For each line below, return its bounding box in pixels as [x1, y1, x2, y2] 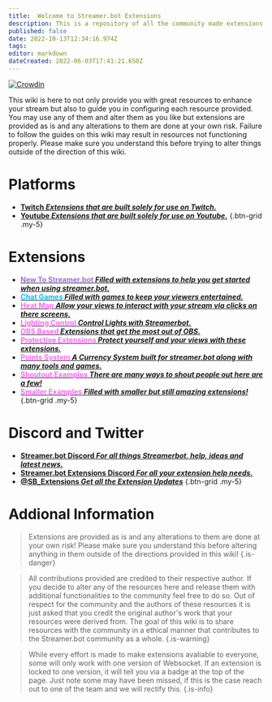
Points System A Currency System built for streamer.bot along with [19, 352, 253, 362]
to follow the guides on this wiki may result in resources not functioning [8, 129, 248, 139]
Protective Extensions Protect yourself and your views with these [19, 334, 246, 345]
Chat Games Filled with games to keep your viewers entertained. [19, 291, 244, 301]
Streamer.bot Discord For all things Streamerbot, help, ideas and [19, 450, 244, 460]
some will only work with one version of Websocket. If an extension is [28, 658, 261, 668]
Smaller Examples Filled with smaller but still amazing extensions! [19, 386, 249, 396]
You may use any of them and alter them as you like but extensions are [8, 112, 245, 122]
